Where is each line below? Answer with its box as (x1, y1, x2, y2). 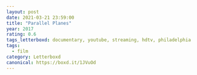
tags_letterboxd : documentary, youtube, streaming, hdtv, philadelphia (6, 37, 191, 43)
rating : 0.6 (6, 31, 36, 37)
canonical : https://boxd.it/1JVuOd (6, 59, 96, 65)
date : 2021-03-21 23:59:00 (6, 15, 75, 21)
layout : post (6, 8, 39, 15)
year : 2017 (6, 25, 34, 32)
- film (12, 48, 28, 54)
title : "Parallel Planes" (6, 20, 72, 26)
